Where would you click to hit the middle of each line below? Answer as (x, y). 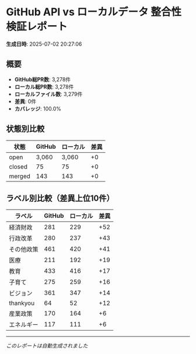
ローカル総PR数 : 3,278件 (44, 87)
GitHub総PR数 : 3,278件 (43, 79)
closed (18, 166)
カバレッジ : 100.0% (38, 108)
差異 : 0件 (25, 101)
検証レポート (37, 27)
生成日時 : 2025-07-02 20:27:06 (44, 44)
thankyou (22, 303)
